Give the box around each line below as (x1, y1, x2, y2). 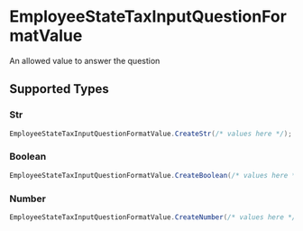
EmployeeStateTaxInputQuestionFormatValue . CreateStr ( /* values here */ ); (9, 129, 293, 138)
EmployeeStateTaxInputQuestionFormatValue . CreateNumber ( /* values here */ (9, 212, 297, 222)
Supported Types (9, 81, 110, 97)
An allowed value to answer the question (9, 55, 161, 66)
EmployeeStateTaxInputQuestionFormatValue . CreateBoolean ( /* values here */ (9, 171, 300, 180)
